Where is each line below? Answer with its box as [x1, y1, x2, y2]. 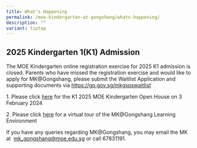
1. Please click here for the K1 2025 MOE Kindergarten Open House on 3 [6, 93, 182, 101]
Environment [6, 117, 37, 124]
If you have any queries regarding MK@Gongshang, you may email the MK [6, 128, 188, 136]
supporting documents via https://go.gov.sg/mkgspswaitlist [6, 82, 151, 89]
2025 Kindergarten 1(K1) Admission [6, 47, 140, 57]
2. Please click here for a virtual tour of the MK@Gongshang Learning [6, 111, 176, 118]
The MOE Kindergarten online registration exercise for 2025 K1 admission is [6, 63, 191, 70]
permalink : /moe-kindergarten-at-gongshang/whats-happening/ [6, 14, 160, 20]
